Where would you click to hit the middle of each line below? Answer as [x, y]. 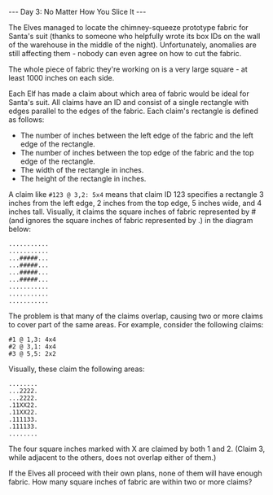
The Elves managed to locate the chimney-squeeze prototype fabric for [128, 27]
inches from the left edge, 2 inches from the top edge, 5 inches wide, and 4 [135, 203]
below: [20, 229]
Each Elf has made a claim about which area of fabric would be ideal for [129, 94]
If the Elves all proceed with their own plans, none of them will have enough [135, 473]
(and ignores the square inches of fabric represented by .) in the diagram [131, 220]
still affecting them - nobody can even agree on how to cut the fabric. [125, 53]
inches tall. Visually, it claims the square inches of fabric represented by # [132, 212]
